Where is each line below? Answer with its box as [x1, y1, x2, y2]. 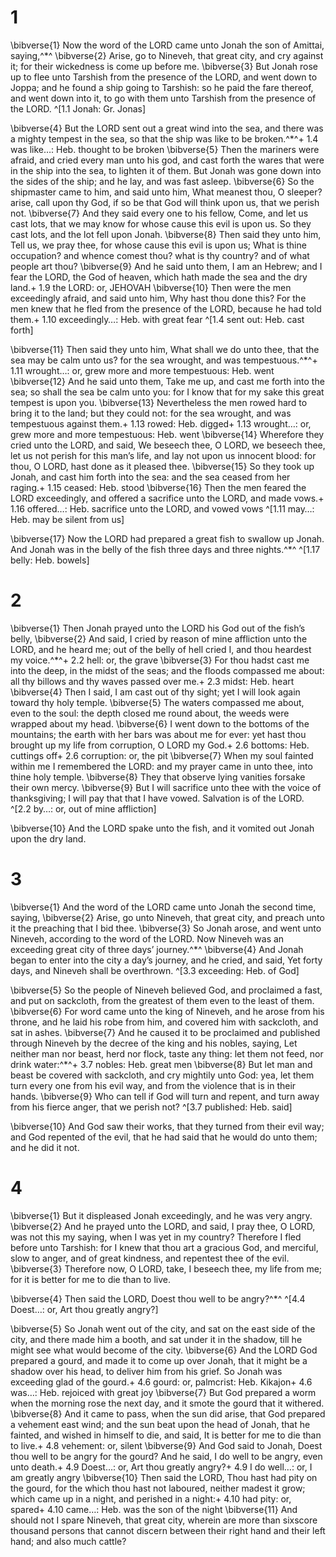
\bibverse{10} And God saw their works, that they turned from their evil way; [10, 1120, 325, 1132]
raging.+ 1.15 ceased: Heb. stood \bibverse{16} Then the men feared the [10, 481, 307, 493]
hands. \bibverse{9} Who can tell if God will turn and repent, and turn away [10, 1090, 320, 1102]
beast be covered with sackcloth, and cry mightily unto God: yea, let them [10, 1069, 315, 1081]
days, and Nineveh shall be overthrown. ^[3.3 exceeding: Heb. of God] [10, 964, 300, 976]
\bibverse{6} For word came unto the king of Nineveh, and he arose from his [10, 1005, 325, 1017]
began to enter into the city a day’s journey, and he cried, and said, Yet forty [10, 954, 323, 966]
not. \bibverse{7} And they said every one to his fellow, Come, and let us [10, 207, 309, 219]
